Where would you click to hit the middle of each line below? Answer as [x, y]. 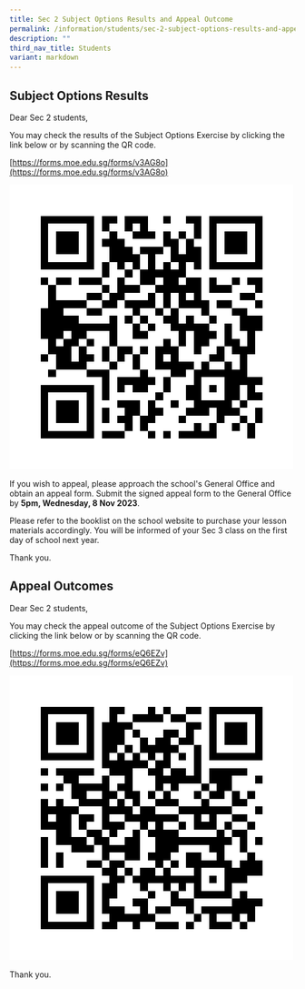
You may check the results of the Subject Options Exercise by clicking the [148, 135]
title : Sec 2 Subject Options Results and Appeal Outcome [121, 19]
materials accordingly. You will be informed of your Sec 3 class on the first [148, 530]
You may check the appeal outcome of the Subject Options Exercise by [142, 626]
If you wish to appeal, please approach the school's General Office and [142, 483]
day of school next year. [54, 540]
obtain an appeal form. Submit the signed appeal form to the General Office [151, 493]
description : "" [40, 38]
